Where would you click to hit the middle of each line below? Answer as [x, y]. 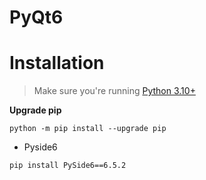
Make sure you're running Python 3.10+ [114, 91]
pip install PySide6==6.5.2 [68, 166]
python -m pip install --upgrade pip [88, 129]
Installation [57, 63]
